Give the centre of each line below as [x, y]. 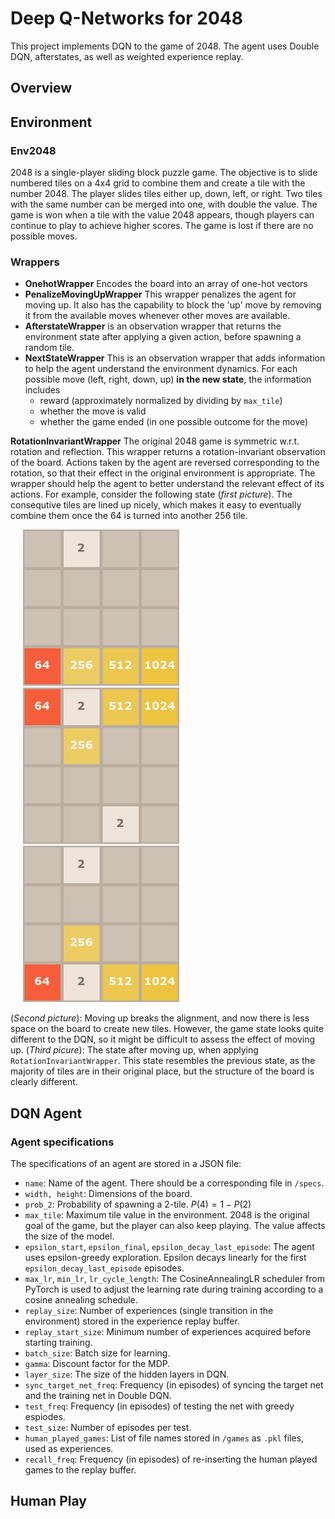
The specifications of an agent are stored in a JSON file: [126, 1163]
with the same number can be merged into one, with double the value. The [164, 204]
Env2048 [33, 150]
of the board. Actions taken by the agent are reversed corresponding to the [165, 463]
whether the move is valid [93, 411]
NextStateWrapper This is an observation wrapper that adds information [175, 358]
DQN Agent [46, 1113]
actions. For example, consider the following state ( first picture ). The [151, 494]
